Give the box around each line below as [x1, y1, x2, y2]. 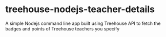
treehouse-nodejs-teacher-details [5, 4, 155, 15]
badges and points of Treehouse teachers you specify [5, 25, 120, 31]
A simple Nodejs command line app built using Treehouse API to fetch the [5, 20, 161, 26]
